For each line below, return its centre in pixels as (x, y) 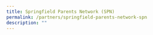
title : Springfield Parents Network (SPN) (60, 12)
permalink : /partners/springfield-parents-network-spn (77, 17)
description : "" (27, 23)
